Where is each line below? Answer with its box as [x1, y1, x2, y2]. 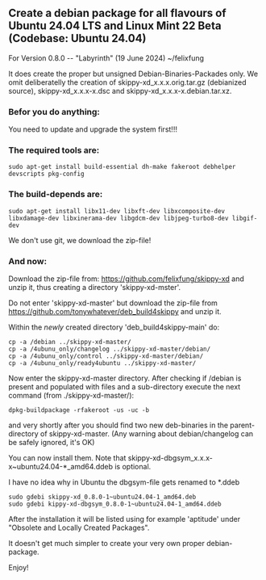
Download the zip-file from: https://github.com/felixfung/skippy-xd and [8, 274, 244, 284]
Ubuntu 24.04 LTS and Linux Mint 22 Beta [8, 19, 222, 33]
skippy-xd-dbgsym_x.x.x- [127, 453, 214, 463]
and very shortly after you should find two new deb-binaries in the [8, 420, 228, 430]
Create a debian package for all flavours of [8, 6, 227, 20]
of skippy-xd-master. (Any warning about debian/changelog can [39, 429, 254, 439]
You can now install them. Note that [8, 453, 127, 463]
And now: [8, 255, 47, 267]
